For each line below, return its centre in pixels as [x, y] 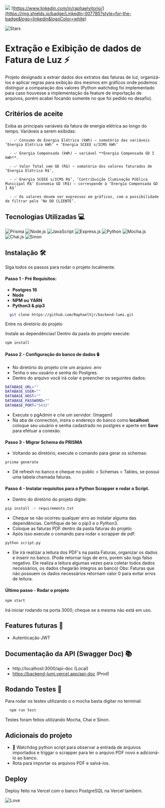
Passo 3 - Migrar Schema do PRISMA [44, 442]
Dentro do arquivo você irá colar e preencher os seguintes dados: [79, 378]
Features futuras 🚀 [34, 626]
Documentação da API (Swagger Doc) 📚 [69, 654]
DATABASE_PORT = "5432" [27, 405]
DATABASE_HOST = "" [23, 396]
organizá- [150, 77]
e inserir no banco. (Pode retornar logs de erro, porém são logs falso [82, 557]
